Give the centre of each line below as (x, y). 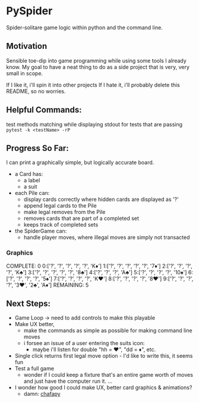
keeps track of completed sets (61, 225)
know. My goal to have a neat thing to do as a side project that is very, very (98, 67)
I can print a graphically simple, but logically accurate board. (80, 163)
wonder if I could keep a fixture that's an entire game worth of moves (108, 375)
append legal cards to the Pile (60, 206)
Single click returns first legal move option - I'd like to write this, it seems (104, 356)
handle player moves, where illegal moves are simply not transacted (107, 237)
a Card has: (29, 174)
